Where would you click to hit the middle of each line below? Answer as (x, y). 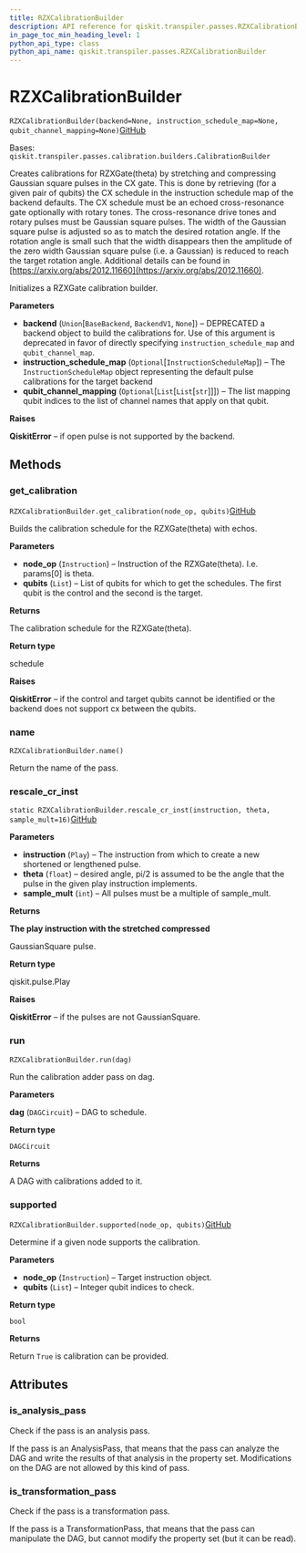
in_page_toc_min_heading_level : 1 (75, 35)
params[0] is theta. (58, 573)
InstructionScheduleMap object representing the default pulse (138, 372)
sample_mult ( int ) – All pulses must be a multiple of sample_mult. (147, 894)
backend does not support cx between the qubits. (103, 709)
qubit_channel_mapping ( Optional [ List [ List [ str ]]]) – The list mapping (157, 391)
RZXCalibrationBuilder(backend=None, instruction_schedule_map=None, (144, 121)
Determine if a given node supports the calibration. (105, 1242)
